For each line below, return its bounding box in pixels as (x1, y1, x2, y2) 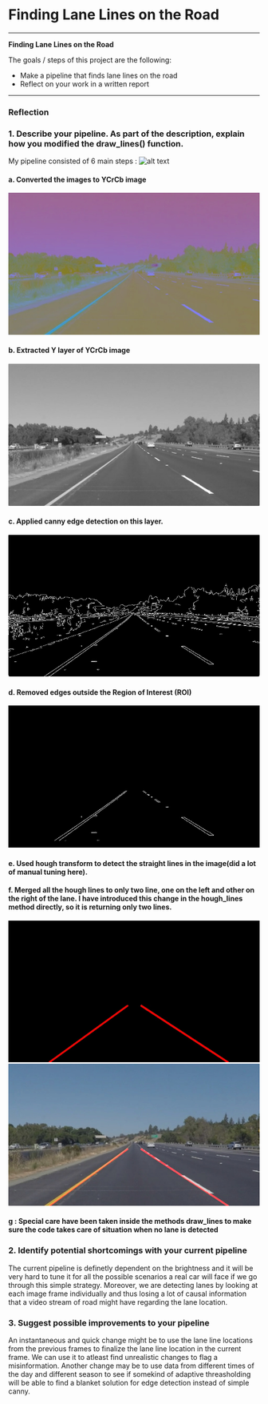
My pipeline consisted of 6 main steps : (8, 156, 138, 166)
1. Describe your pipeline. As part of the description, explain (8, 128, 245, 139)
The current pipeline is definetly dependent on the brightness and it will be (8, 1263, 254, 1273)
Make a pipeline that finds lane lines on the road (19, 70, 178, 80)
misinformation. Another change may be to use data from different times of (8, 1361, 255, 1370)
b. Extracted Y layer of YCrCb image (8, 346, 130, 355)
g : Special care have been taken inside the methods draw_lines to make (8, 1217, 252, 1226)
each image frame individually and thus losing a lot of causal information (8, 1289, 247, 1298)
